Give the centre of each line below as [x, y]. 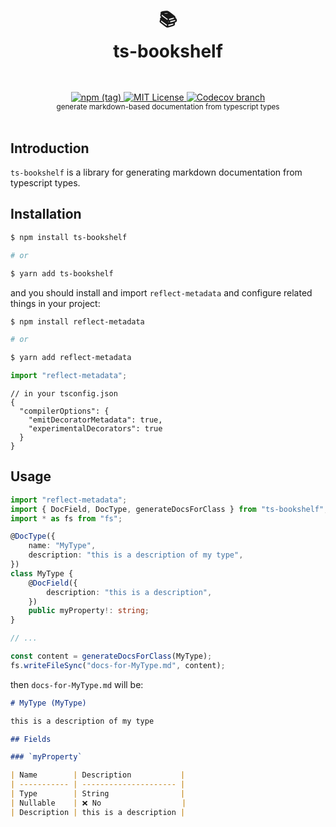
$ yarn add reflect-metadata [71, 358]
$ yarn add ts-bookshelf [62, 273]
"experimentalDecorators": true [95, 429]
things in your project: [55, 303]
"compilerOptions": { [64, 411]
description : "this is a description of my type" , [136, 555]
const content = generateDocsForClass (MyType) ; [111, 656]
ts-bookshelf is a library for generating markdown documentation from [156, 172]
